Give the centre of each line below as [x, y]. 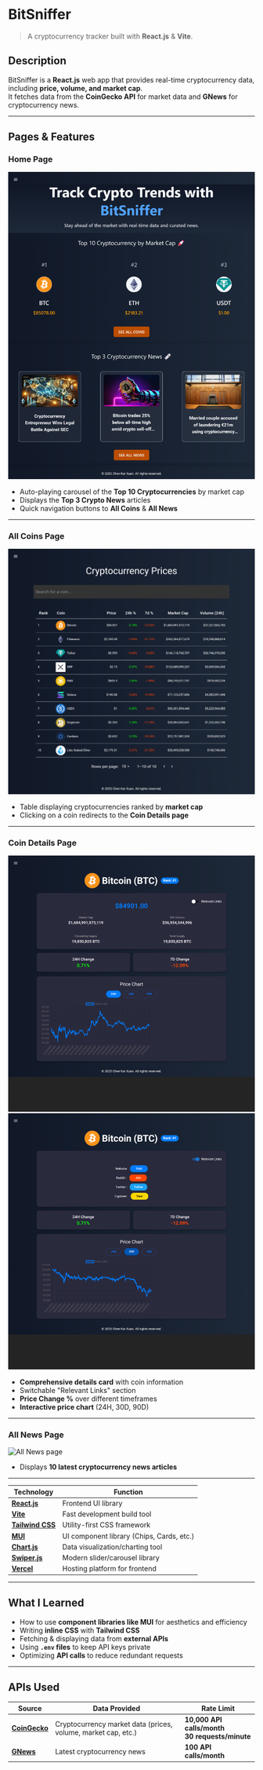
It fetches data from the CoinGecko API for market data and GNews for [123, 97]
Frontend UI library [92, 1503]
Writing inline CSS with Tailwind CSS [79, 1630]
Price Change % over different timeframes [88, 1399]
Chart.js [25, 1547]
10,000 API [204, 1720]
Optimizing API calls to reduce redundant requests [101, 1655]
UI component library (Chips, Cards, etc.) [128, 1536]
